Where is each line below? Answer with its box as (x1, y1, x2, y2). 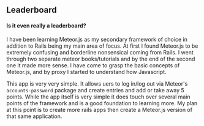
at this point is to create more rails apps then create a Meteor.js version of (6, 106, 193, 113)
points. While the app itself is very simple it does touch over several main (6, 93, 191, 100)
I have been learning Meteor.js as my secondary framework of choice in (6, 35, 188, 43)
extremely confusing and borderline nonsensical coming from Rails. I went (6, 48, 194, 56)
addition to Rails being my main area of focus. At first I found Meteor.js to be (6, 42, 198, 50)
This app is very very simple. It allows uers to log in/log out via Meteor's (6, 80, 188, 87)
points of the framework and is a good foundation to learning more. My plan (6, 99, 198, 106)
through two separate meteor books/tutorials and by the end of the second (6, 55, 195, 62)
